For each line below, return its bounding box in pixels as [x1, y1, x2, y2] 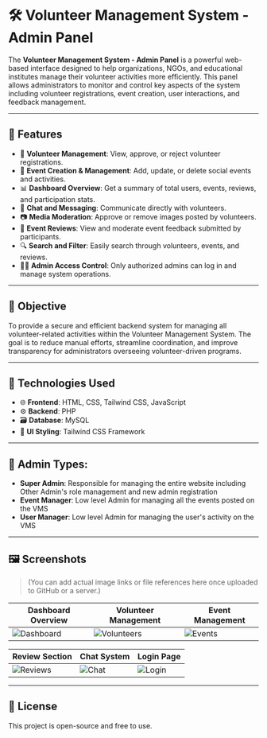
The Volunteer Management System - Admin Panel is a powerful [8, 55, 224, 64]
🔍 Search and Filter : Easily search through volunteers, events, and [19, 240, 240, 251]
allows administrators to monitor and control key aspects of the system [8, 80, 241, 90]
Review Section [12, 651, 73, 662]
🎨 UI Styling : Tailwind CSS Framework [19, 427, 145, 437]
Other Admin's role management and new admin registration [19, 487, 218, 497]
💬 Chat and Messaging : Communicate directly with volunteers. [19, 203, 226, 212]
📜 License [8, 700, 58, 713]
